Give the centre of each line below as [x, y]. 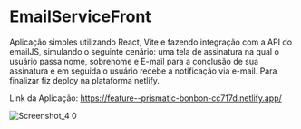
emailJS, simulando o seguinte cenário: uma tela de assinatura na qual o [144, 51]
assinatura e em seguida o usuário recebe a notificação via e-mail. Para [143, 71]
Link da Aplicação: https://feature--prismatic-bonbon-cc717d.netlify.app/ [146, 98]
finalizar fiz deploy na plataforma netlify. [85, 80]
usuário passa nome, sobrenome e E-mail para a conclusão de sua [134, 61]
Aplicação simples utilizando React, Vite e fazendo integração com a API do [151, 42]
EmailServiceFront [80, 17]
